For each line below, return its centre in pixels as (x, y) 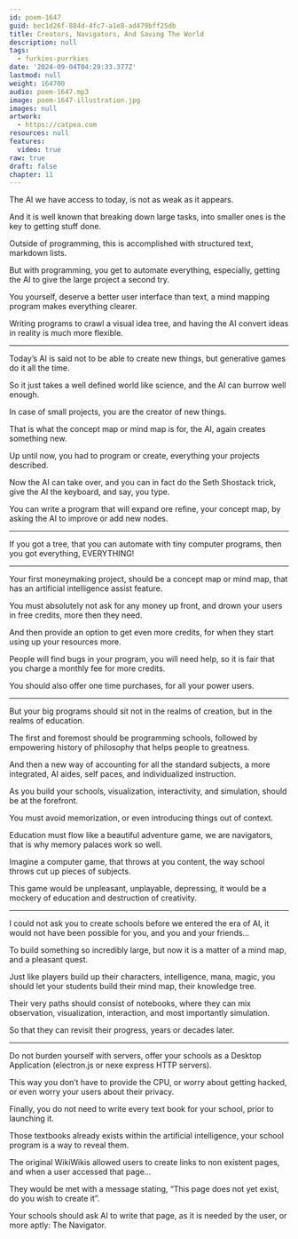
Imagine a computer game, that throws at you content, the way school (137, 862)
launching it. (32, 1119)
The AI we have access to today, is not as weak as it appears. (122, 200)
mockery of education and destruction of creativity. (103, 898)
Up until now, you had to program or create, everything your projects (134, 456)
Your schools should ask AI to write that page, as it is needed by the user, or (148, 1216)
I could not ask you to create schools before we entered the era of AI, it (139, 923)
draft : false (33, 166)
